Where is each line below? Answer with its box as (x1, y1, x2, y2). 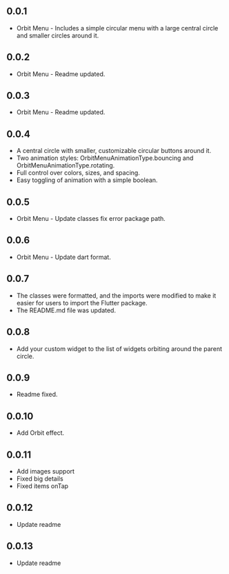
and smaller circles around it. (16, 31, 99, 39)
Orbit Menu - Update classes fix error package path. (16, 215, 166, 223)
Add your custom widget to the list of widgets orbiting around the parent (16, 344, 222, 352)
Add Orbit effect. (16, 429, 65, 437)
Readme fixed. (16, 391, 58, 399)
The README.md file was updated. (16, 306, 117, 314)
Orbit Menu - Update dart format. (16, 253, 111, 261)
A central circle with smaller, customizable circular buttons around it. (16, 147, 212, 155)
